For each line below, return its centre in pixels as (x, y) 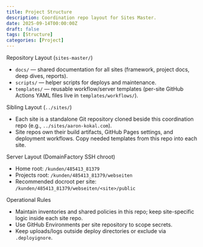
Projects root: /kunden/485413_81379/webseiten (74, 175)
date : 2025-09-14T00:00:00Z (42, 23)
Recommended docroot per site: (56, 181)
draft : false (23, 29)
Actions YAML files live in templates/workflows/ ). (77, 95)
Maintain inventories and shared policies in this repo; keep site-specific (105, 212)
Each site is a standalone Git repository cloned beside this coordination (104, 119)
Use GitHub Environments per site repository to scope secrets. (94, 224)
